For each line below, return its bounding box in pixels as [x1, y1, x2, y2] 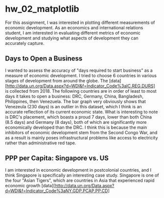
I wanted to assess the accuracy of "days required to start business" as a [5, 67, 153, 73]
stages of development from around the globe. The [5, 78, 108, 83]
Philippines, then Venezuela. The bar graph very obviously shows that [5, 99, 146, 104]
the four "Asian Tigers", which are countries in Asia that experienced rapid [5, 177, 155, 183]
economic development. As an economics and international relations [5, 24, 143, 30]
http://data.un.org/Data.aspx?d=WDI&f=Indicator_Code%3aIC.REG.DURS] [6, 83, 155, 89]
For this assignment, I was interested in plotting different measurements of [5, 20, 155, 25]
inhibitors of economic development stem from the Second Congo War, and [5, 129, 158, 135]
